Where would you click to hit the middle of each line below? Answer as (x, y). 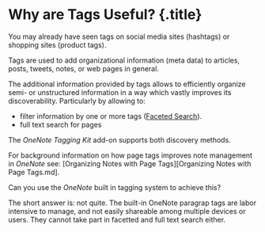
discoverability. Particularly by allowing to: (77, 101)
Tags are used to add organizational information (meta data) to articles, (124, 60)
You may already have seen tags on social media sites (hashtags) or (119, 36)
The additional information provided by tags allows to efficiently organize (127, 84)
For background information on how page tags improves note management (131, 155)
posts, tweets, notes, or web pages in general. (84, 68)
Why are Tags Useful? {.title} (105, 15)
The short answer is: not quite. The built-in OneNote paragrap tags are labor (132, 203)
